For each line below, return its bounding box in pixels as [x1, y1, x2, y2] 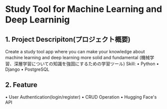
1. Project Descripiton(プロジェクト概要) [5, 35, 131, 43]
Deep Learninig [5, 14, 70, 25]
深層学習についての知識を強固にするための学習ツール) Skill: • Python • [13, 61, 159, 67]
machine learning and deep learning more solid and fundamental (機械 [5, 55, 150, 60]
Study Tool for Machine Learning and [5, 3, 162, 15]
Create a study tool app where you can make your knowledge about [5, 49, 145, 54]
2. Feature [5, 81, 37, 89]
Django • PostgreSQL [5, 66, 49, 72]
